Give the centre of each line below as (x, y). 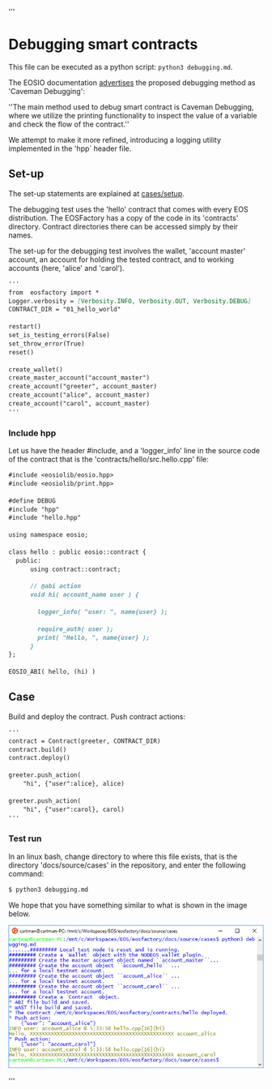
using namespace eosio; (49, 535)
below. (19, 913)
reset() (21, 352)
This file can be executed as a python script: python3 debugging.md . (121, 66)
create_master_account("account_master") (79, 378)
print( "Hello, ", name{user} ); (94, 637)
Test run (25, 838)
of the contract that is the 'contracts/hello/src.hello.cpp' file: (108, 459)
